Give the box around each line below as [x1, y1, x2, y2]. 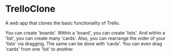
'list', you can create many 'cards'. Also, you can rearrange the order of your [5, 35, 166, 41]
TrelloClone [5, 3, 56, 15]
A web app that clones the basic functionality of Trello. [5, 20, 120, 26]
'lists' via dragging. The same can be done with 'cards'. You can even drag [5, 40, 162, 46]
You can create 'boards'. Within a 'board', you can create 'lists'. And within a [5, 30, 165, 36]
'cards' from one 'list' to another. [5, 46, 74, 52]
